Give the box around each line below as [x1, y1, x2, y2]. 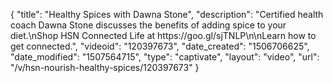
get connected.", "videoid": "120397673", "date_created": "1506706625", [10, 40, 310, 52]
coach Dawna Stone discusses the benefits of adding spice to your [10, 19, 287, 31]
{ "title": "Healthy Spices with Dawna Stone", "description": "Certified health [10, 9, 324, 20]
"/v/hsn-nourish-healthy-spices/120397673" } [10, 62, 200, 73]
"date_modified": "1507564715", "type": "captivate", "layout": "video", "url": [10, 51, 320, 63]
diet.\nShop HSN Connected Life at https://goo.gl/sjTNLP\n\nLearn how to [10, 30, 317, 41]
